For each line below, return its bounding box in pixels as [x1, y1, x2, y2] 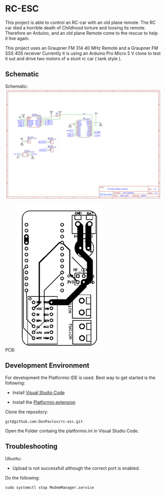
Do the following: [5, 475, 40, 481]
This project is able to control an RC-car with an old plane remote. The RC [5, 19, 156, 25]
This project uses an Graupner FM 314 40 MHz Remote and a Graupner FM [5, 45, 159, 51]
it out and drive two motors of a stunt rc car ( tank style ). [5, 55, 122, 61]
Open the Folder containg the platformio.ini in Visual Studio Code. [5, 428, 139, 434]
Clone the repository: [5, 409, 49, 415]
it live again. [5, 35, 30, 41]
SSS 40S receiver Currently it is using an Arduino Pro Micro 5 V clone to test [5, 50, 161, 56]
